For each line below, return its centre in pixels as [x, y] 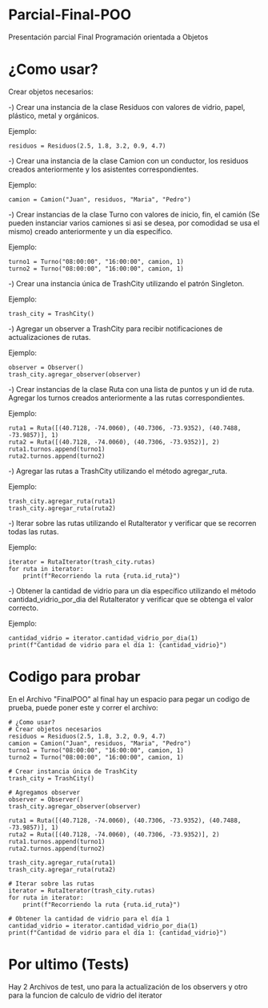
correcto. [23, 608]
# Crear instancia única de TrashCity [73, 771]
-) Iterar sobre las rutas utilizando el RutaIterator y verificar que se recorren [132, 523]
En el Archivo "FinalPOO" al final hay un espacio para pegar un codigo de [129, 698]
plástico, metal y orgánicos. [54, 115]
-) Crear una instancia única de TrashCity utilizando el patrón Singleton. [126, 283]
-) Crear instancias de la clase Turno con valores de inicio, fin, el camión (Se [134, 214]
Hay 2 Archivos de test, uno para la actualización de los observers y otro [128, 986]
